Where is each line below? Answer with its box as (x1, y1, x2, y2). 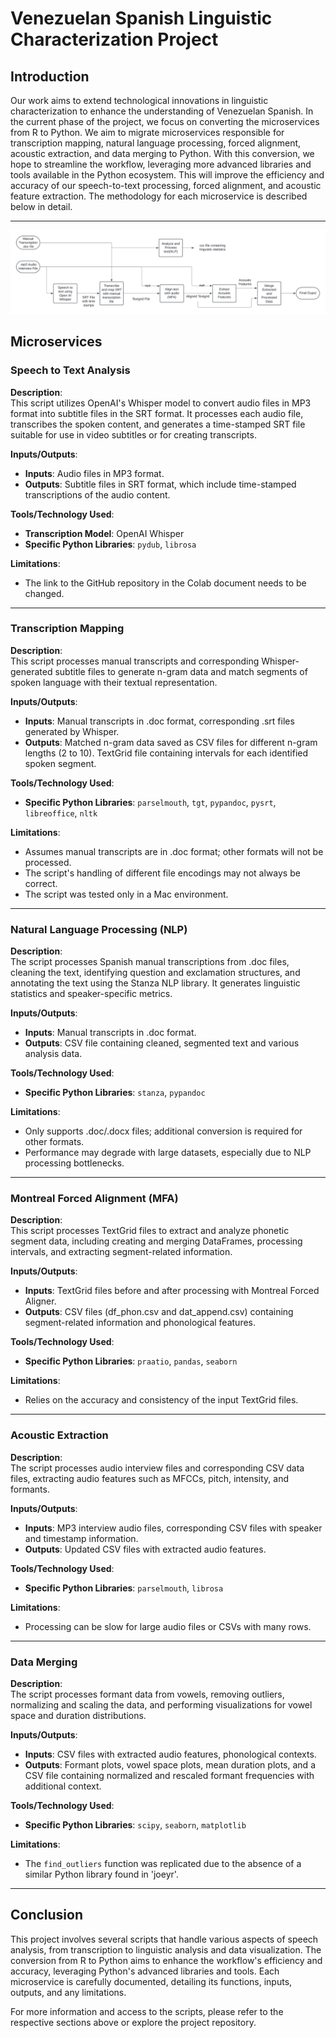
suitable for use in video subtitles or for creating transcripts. (10, 428, 257, 441)
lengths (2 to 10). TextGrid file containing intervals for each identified (24, 747, 309, 759)
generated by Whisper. (24, 725, 120, 737)
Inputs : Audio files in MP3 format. (24, 467, 165, 479)
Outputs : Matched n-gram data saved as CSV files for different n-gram (24, 736, 318, 748)
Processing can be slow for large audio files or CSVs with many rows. (24, 1620, 312, 1632)
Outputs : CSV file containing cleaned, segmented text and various (24, 1037, 300, 1049)
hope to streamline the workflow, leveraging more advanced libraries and (10, 158, 312, 170)
